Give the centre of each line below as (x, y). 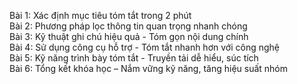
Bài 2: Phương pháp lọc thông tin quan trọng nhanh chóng (128, 26)
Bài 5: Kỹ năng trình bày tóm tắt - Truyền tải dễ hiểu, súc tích (134, 58)
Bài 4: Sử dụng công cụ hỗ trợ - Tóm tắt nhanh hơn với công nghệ (144, 47)
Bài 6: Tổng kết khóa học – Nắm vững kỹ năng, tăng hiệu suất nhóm (149, 68)
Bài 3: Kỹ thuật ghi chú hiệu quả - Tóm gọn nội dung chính (129, 36)
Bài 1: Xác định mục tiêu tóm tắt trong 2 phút (100, 15)
